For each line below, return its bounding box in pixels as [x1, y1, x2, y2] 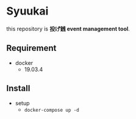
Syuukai [6, 4, 49, 18]
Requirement [6, 43, 57, 53]
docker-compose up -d [24, 107, 79, 113]
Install [6, 83, 30, 93]
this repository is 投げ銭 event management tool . [6, 25, 130, 32]
